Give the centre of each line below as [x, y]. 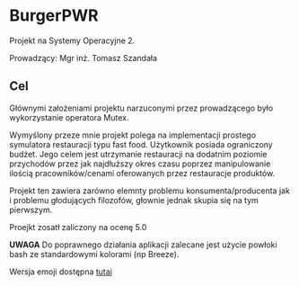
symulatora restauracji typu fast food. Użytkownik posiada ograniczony [141, 144]
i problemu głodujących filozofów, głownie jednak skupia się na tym [134, 200]
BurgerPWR [54, 16]
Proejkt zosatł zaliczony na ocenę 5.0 [78, 227]
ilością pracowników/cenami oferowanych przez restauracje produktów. [142, 173]
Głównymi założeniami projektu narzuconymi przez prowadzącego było [141, 108]
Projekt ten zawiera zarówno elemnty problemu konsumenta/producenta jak [149, 191]
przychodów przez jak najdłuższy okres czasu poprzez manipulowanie [140, 164]
